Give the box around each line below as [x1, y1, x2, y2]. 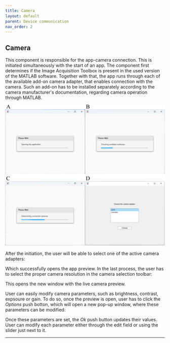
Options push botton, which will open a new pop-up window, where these [5, 301, 159, 307]
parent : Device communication [5, 19, 69, 24]
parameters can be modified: [5, 307, 66, 313]
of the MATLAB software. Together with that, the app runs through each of [5, 73, 160, 79]
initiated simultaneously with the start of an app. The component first [5, 62, 149, 68]
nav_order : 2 [5, 24, 33, 29]
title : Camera [5, 8, 35, 13]
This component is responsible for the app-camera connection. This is [5, 57, 152, 63]
